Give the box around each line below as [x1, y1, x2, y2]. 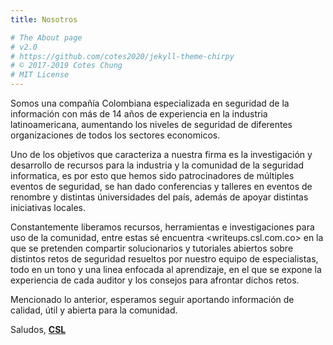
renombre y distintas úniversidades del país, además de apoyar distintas [10, 191, 309, 203]
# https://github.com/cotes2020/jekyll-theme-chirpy [10, 51, 235, 61]
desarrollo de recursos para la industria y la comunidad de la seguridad [10, 159, 305, 171]
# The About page [10, 32, 83, 43]
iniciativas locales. [10, 202, 87, 213]
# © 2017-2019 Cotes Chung [10, 61, 123, 71]
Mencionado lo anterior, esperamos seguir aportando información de [10, 294, 295, 305]
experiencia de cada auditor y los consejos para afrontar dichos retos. [10, 274, 300, 286]
